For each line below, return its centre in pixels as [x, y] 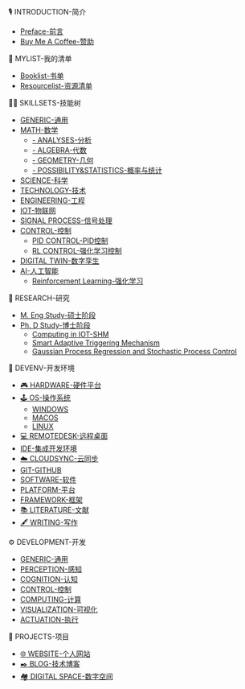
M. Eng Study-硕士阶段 [58, 315]
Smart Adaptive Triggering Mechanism [96, 343]
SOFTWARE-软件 [48, 480]
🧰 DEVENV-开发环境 [41, 368]
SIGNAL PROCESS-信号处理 [66, 221]
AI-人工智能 [39, 271]
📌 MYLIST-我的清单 [40, 58]
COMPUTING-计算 [51, 599]
